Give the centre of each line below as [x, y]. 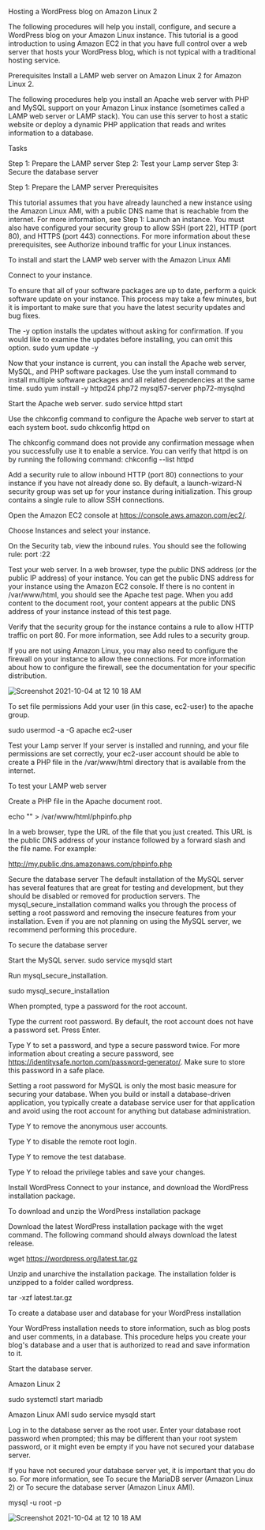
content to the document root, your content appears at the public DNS [122, 603]
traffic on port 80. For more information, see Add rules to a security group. [129, 635]
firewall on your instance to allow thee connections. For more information [127, 659]
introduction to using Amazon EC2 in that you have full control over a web [128, 43]
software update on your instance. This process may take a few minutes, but [132, 299]
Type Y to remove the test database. [67, 1157]
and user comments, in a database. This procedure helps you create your [127, 1336]
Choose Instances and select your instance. [80, 530]
